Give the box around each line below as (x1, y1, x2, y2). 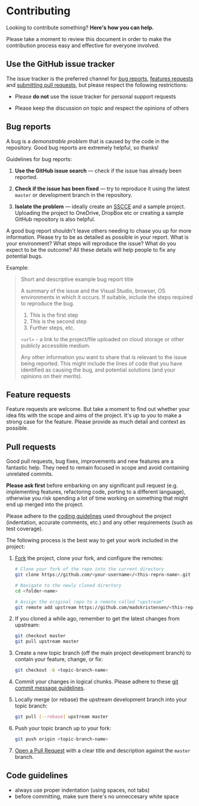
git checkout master (14, 633, 66, 639)
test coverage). (6, 525, 43, 532)
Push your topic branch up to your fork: (14, 724, 112, 731)
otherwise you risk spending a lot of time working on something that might (6, 495, 188, 502)
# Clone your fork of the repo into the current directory (14, 566, 165, 572)
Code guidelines (6, 771, 68, 781)
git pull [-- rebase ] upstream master (14, 714, 109, 720)
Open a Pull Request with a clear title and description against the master (14, 747, 191, 754)
